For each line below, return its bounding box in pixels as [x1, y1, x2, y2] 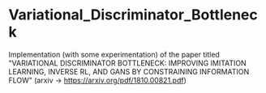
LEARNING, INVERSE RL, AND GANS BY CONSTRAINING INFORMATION [8, 66, 250, 76]
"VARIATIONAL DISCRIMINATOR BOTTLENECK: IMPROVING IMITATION [8, 58, 247, 68]
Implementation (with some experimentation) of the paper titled [8, 49, 221, 59]
